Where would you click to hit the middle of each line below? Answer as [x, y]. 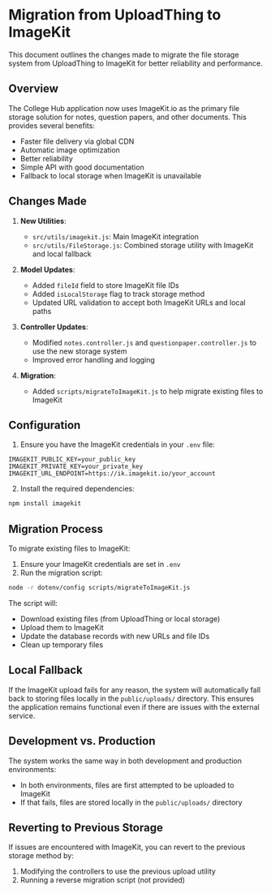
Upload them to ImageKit [62, 627]
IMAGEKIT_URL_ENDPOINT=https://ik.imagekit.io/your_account [112, 474]
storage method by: [41, 856]
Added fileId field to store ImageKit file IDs [106, 285]
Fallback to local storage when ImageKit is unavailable [111, 175]
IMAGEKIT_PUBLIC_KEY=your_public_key [72, 460]
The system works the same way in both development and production [125, 761]
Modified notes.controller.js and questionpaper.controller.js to [144, 342]
